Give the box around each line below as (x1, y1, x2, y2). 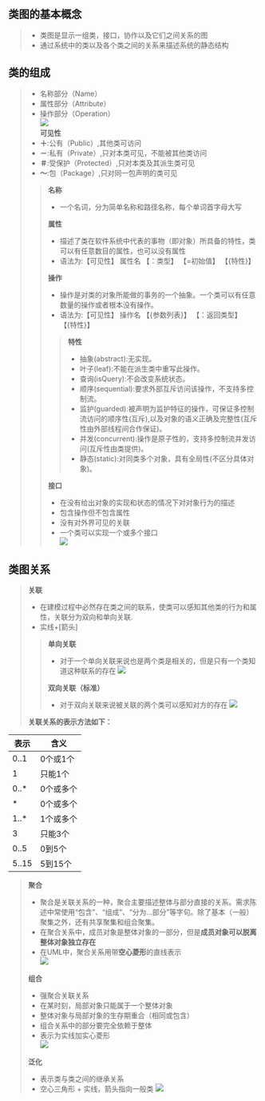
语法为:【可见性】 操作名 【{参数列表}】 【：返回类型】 (59, 310, 242, 320)
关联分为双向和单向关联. (53, 612, 133, 622)
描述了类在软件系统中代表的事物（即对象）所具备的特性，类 (59, 236, 256, 245)
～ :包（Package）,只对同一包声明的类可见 (39, 168, 178, 177)
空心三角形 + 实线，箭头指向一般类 (39, 1084, 154, 1094)
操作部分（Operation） (39, 109, 115, 118)
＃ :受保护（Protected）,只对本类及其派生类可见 (39, 158, 196, 168)
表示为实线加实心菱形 (39, 1031, 110, 1040)
